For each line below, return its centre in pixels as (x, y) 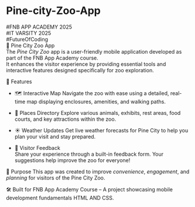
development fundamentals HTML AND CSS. (60, 198)
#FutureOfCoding (27, 39)
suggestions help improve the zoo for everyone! (72, 160)
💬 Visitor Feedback (37, 148)
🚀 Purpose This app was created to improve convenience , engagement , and (98, 171)
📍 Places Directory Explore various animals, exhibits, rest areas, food (97, 113)
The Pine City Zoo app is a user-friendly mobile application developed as (94, 51)
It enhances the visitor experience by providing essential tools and (86, 64)
